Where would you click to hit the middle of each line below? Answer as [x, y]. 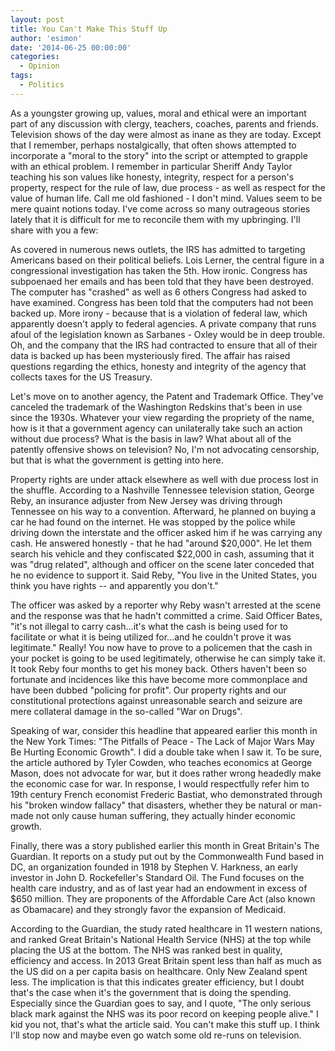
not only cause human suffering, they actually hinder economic [165, 815]
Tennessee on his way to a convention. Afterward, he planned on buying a [163, 511]
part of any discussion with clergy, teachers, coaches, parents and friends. [164, 123]
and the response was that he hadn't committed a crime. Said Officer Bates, [166, 615]
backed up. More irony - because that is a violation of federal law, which [159, 313]
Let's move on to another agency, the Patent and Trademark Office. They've [167, 396]
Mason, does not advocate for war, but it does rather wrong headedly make [166, 773]
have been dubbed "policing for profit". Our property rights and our [148, 690]
